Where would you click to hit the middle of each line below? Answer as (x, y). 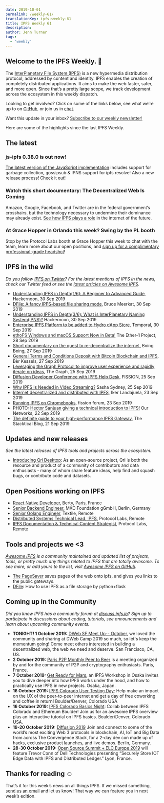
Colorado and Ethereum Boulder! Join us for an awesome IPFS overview (85, 711)
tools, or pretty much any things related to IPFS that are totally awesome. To (82, 562)
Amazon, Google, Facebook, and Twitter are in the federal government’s (78, 207)
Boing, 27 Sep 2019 (32, 351)
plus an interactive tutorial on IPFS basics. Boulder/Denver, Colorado (82, 717)
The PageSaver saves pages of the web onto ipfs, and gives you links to (85, 576)
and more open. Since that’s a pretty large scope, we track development (78, 89)
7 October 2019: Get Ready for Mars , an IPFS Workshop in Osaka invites (86, 675)
